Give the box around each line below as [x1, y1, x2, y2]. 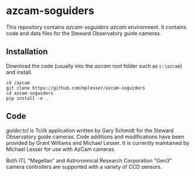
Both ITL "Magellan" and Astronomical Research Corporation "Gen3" [6, 157, 172, 164]
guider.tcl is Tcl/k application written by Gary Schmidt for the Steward [6, 127, 174, 134]
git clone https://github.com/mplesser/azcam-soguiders [6, 85, 145, 91]
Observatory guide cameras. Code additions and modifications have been [6, 133, 184, 140]
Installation [6, 47, 48, 57]
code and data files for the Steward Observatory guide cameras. [6, 29, 162, 36]
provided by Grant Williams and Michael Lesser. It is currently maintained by [6, 139, 190, 146]
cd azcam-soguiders [6, 90, 54, 96]
